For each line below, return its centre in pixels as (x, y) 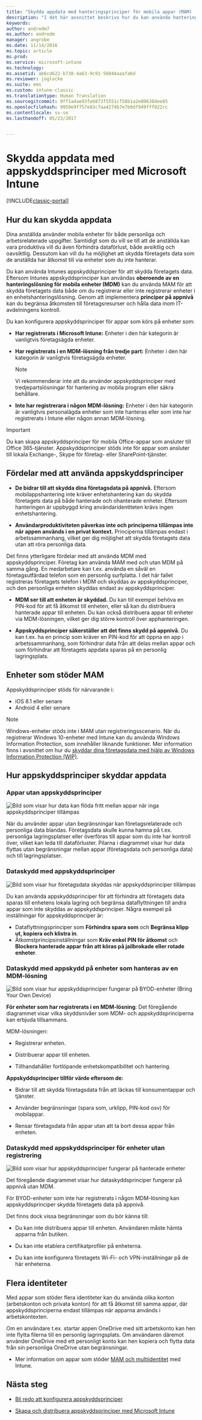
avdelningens (23, 310)
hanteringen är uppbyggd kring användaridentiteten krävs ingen (94, 507)
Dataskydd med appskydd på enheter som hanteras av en (92, 968)
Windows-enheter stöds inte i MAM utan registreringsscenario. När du (93, 731)
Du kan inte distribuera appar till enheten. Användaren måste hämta (98, 1228)
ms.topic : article (29, 51)
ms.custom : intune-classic (40, 90)
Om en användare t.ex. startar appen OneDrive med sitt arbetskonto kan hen (101, 1328)
